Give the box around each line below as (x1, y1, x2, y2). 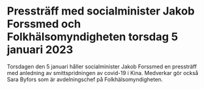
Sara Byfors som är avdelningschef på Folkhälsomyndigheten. (7, 76, 163, 83)
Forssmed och (7, 17, 81, 31)
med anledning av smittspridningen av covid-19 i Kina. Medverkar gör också (7, 69, 199, 76)
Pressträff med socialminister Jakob (7, 4, 195, 18)
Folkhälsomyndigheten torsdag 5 (7, 30, 178, 44)
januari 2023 (7, 43, 73, 57)
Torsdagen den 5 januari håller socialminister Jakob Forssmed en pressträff (7, 62, 197, 70)
